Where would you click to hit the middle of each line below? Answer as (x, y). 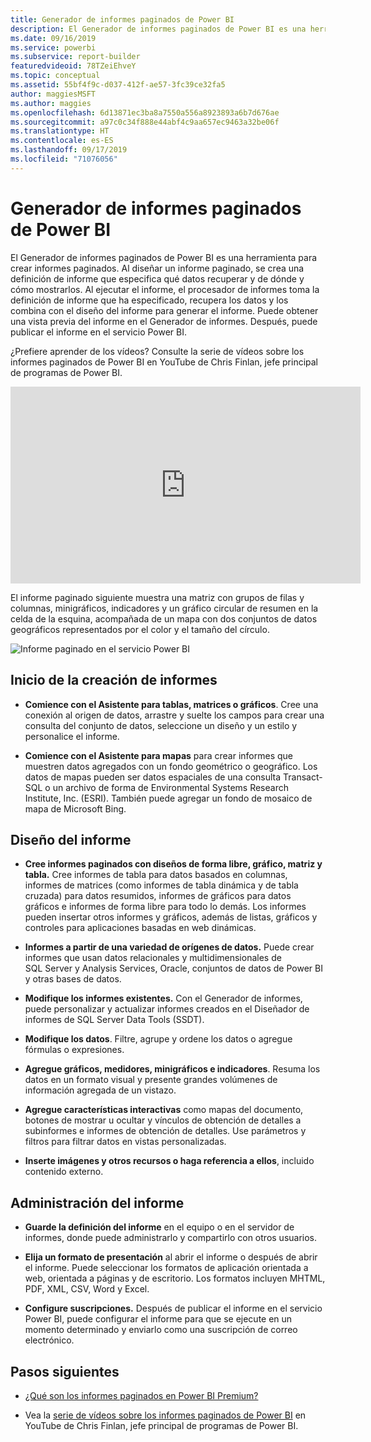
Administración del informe (97, 1202)
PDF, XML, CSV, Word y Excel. (87, 1289)
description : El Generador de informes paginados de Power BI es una (158, 29)
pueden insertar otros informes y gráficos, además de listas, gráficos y (171, 917)
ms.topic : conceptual (55, 76)
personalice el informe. (72, 736)
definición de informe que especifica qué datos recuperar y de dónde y (157, 278)
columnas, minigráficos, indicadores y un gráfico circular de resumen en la (164, 608)
